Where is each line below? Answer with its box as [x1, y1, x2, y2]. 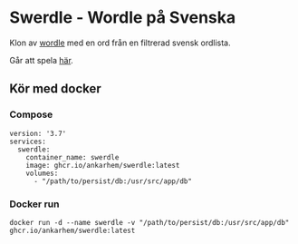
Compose [9, 108, 53, 121]
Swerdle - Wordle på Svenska [9, 7, 236, 28]
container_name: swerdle [25, 152, 120, 161]
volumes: [25, 169, 59, 178]
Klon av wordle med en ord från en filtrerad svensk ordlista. [9, 37, 231, 48]
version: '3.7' [9, 129, 67, 138]
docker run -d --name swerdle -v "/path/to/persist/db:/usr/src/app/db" [9, 218, 290, 227]
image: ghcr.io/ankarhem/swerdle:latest [25, 161, 180, 170]
